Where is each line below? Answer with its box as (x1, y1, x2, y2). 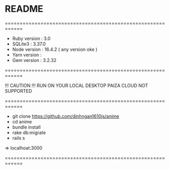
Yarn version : (12, 52, 42, 58)
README (5, 3, 44, 15)
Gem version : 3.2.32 (12, 57, 57, 63)
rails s (12, 135, 25, 141)
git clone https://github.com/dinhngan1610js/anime (12, 113, 120, 119)
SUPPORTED (5, 88, 32, 94)
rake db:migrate (12, 129, 46, 136)
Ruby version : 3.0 (12, 35, 51, 41)
